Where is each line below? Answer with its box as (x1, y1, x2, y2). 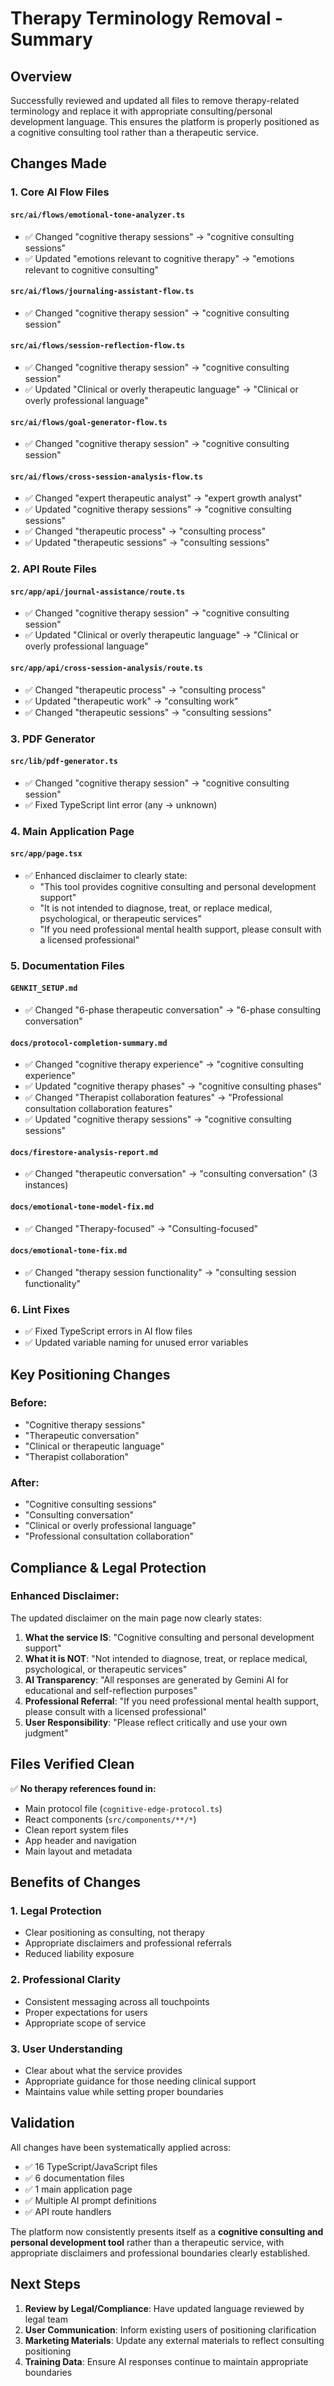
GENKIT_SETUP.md (10, 983, 78, 994)
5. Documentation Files (10, 958, 125, 972)
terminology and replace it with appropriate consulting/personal (10, 105, 273, 117)
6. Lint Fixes (10, 1302, 70, 1316)
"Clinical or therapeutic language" (24, 1440, 165, 1452)
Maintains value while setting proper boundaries (24, 2085, 224, 2097)
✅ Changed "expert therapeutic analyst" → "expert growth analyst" (24, 492, 303, 504)
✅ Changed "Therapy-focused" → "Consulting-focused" (24, 1222, 259, 1234)
